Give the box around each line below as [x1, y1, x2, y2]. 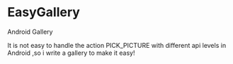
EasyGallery [7, 4, 80, 20]
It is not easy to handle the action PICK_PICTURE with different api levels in [7, 41, 227, 49]
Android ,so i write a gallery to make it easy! [7, 49, 135, 57]
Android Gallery [7, 27, 53, 36]
